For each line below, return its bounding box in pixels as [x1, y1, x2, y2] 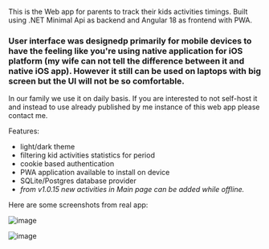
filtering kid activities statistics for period [19, 150, 155, 160]
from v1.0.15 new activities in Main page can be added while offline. [19, 185, 245, 194]
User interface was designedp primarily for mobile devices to [8, 35, 252, 47]
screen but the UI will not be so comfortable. [8, 76, 185, 87]
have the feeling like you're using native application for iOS [8, 45, 243, 56]
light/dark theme [19, 142, 75, 152]
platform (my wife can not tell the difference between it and [8, 55, 245, 67]
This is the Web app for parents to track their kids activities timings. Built [8, 7, 248, 16]
